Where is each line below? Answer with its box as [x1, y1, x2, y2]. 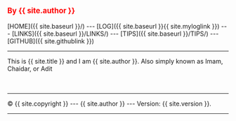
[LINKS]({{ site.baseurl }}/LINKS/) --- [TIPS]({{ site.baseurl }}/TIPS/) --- [11, 29, 219, 38]
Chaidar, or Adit [7, 64, 53, 73]
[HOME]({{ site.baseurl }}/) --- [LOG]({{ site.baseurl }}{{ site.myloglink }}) [7, 22, 220, 30]
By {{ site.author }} [7, 6, 76, 15]
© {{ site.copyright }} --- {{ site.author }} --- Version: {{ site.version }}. [7, 99, 212, 108]
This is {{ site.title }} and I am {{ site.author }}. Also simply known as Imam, [7, 57, 223, 65]
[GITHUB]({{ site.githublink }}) [7, 37, 95, 45]
